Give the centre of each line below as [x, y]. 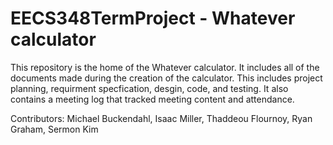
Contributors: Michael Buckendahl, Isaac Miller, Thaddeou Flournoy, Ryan [161, 118]
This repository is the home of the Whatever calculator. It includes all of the [165, 67]
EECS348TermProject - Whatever [153, 18]
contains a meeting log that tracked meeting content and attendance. [152, 99]
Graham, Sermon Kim [54, 129]
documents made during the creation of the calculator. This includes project [166, 78]
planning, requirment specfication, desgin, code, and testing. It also [149, 88]
